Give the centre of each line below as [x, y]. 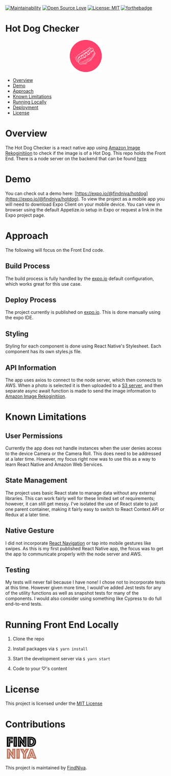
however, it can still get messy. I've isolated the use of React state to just [82, 504]
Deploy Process [31, 300]
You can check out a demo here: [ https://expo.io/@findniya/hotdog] [77, 193]
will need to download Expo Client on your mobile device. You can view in [83, 204]
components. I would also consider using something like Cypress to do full [83, 598]
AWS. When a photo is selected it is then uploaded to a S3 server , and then [84, 385]
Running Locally [30, 102]
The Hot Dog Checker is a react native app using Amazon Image [73, 147]
